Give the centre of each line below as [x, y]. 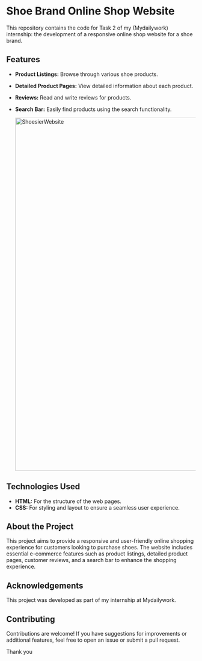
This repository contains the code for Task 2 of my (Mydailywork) [87, 28]
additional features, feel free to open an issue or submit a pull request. [93, 640]
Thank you [20, 652]
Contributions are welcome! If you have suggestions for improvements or [97, 634]
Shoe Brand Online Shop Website [90, 11]
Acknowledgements [45, 585]
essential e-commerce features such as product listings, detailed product [97, 554]
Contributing [31, 619]
